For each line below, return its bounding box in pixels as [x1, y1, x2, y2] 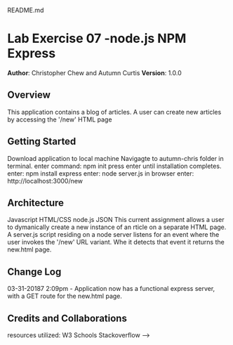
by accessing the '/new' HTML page [7, 115, 112, 124]
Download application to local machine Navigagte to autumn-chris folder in [7, 154, 225, 162]
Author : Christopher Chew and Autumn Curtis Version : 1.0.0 [7, 68, 182, 77]
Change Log [7, 266, 62, 278]
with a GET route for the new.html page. [7, 292, 123, 301]
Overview [7, 89, 51, 101]
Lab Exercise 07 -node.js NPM [7, 31, 187, 46]
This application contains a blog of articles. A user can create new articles [7, 108, 222, 116]
